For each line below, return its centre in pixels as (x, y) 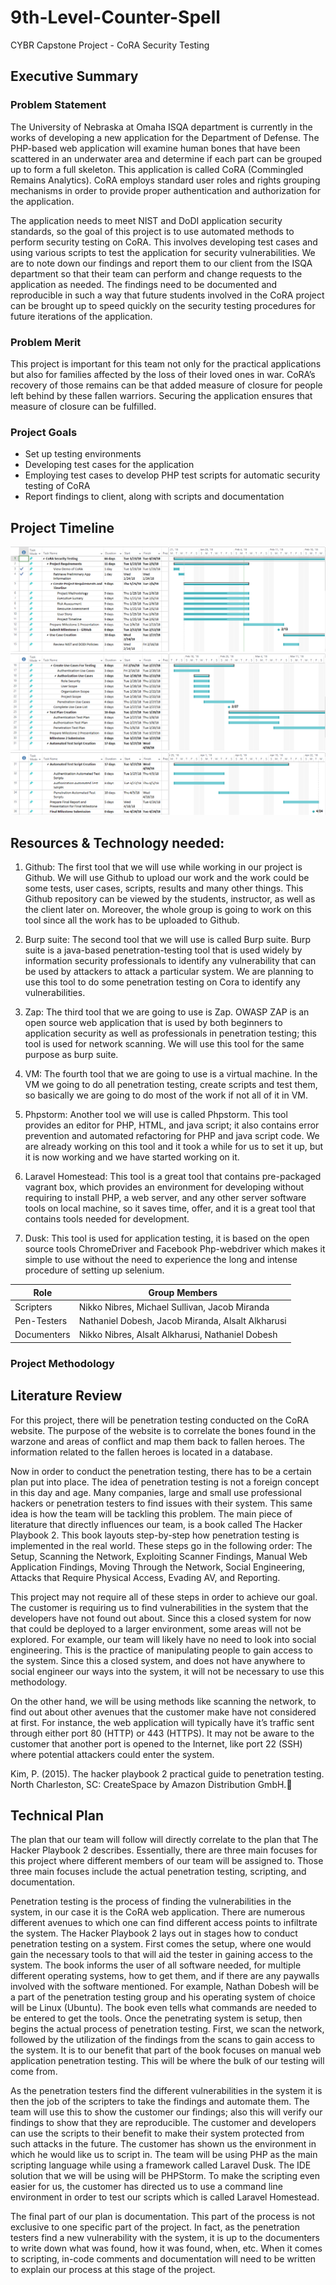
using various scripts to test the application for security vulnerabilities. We (163, 252)
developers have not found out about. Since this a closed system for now (161, 1618)
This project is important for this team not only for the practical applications (166, 363)
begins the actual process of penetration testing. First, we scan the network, (167, 2029)
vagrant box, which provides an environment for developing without (164, 1187)
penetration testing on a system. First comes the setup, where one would (161, 1944)
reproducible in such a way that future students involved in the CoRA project (167, 295)
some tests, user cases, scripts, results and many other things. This (164, 888)
